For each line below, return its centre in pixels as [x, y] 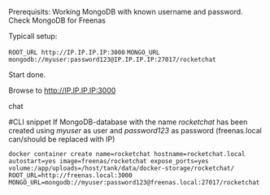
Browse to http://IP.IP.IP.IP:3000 [62, 90]
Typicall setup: [33, 36]
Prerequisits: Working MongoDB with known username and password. [126, 12]
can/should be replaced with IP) [62, 139]
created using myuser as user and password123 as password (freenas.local [135, 130]
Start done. [27, 75]
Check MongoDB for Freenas [57, 20]
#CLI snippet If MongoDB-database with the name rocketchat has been [128, 122]
